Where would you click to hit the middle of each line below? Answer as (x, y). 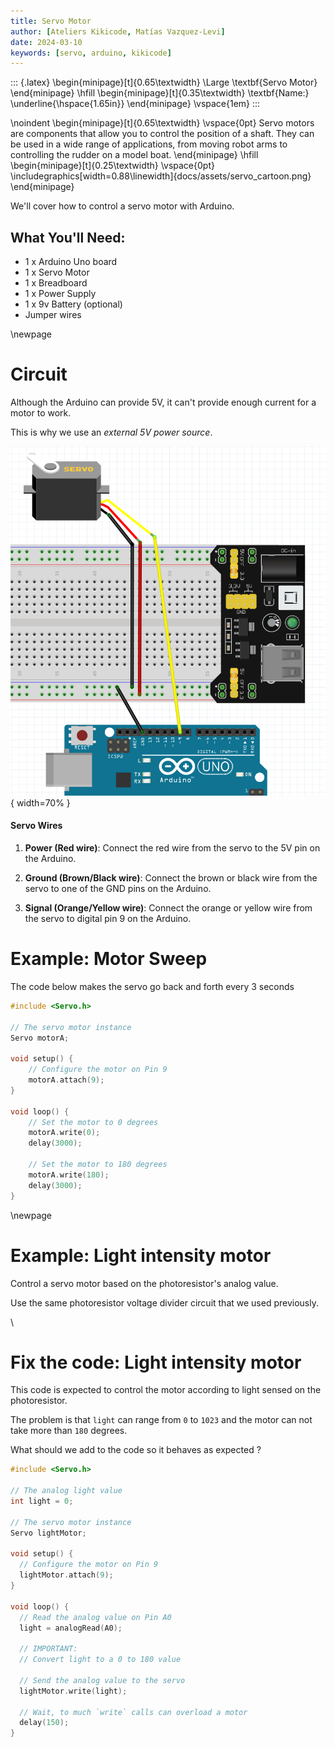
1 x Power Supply (60, 294)
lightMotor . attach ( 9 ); (66, 1575)
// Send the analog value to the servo (102, 1680)
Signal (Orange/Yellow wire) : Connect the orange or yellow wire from (168, 908)
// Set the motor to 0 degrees (93, 1122)
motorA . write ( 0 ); (64, 1133)
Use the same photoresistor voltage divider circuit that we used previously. (164, 1302)
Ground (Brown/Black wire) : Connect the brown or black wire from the (171, 878)
